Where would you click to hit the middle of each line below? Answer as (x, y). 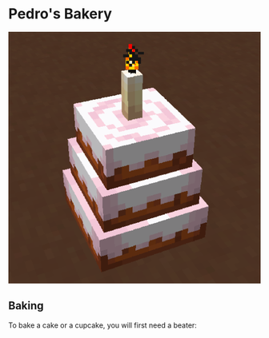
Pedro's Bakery (60, 14)
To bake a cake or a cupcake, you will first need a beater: (103, 325)
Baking (26, 306)
